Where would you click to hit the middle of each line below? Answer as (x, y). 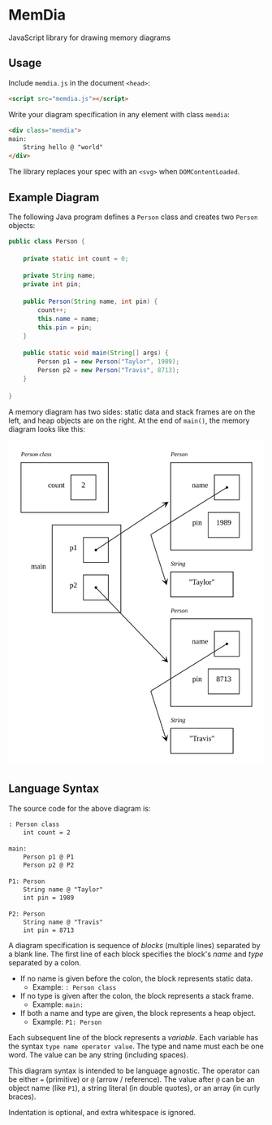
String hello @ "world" (63, 147)
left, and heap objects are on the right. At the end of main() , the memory (129, 420)
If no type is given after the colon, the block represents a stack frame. (137, 995)
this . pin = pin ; (65, 327)
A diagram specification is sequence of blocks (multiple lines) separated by (135, 945)
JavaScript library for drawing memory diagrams (90, 37)
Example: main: (58, 1004)
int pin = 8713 (49, 930)
